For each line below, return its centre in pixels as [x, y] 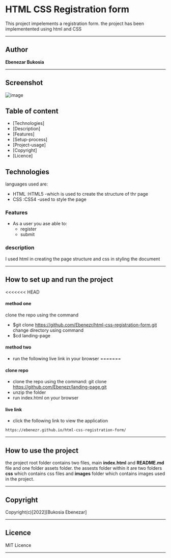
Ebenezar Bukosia [25, 62]
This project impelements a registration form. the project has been [75, 23]
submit [27, 234]
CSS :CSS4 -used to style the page [49, 199]
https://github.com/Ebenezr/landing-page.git [60, 387]
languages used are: [27, 184]
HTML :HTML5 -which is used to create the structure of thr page [80, 194]
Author [17, 50]
